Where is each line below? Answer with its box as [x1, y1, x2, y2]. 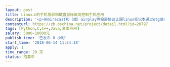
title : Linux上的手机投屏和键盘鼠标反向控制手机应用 [5, 12, 104, 17]
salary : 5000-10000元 [5, 31, 50, 36]
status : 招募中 [5, 54, 35, 59]
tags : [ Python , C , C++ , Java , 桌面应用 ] [5, 26, 79, 31]
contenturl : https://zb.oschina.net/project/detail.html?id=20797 [5, 21, 148, 27]
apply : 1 [5, 45, 24, 50]
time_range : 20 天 [5, 49, 44, 54]
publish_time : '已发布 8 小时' [5, 36, 67, 41]
